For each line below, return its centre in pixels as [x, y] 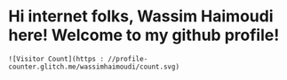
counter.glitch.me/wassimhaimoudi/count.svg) [94, 67]
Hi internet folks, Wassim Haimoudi [141, 16]
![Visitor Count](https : [56, 59]
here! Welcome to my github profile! [144, 35]
